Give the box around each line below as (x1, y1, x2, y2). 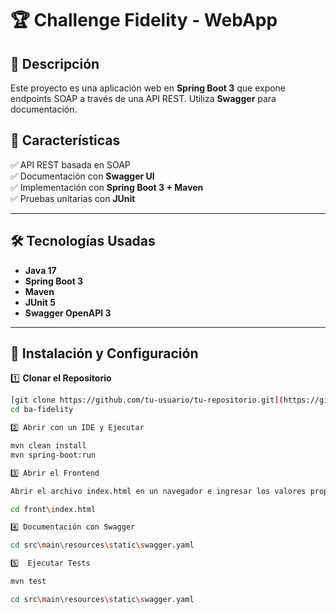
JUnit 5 (24, 296, 56, 308)
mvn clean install (10, 441, 87, 451)
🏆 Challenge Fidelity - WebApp (10, 9, 278, 32)
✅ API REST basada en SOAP (10, 158, 131, 171)
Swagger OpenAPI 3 (24, 307, 112, 319)
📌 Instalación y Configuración (10, 345, 199, 362)
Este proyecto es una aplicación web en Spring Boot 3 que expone (10, 82, 287, 94)
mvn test (10, 577, 47, 587)
